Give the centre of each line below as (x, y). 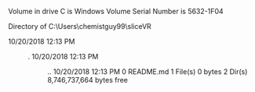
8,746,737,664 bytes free (87, 80)
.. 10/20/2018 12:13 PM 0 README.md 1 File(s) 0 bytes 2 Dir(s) (148, 72)
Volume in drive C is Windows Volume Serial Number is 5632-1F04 (116, 11)
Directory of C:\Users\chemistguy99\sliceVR (80, 26)
